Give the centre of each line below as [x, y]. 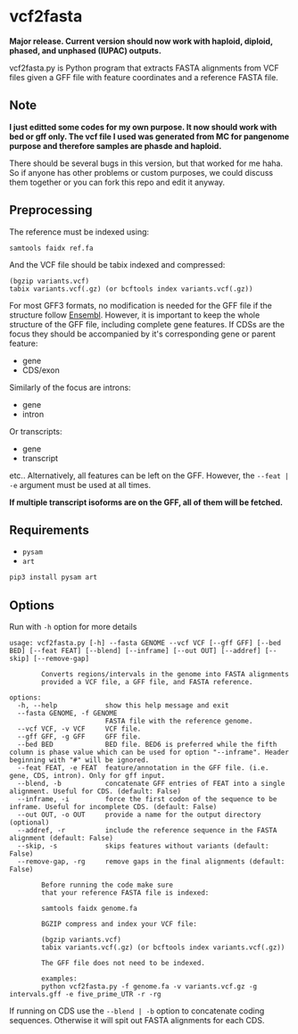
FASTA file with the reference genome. [179, 721]
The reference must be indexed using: [79, 232]
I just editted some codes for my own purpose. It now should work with [143, 127]
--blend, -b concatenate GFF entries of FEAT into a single [151, 784]
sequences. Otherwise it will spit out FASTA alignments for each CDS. [137, 1021]
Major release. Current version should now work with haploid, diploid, [141, 41]
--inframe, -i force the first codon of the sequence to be [147, 799]
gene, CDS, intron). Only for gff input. [87, 776]
